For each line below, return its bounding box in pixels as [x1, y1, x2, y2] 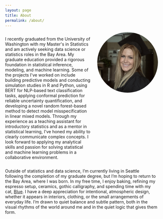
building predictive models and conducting [5, 78, 91, 83]
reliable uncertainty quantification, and [5, 98, 82, 104]
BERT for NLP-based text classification [5, 88, 83, 94]
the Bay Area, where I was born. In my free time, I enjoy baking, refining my [5, 178, 156, 184]
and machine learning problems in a [5, 149, 77, 155]
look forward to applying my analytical [5, 139, 81, 145]
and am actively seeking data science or [5, 47, 86, 52]
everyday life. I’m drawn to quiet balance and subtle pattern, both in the [5, 199, 148, 205]
